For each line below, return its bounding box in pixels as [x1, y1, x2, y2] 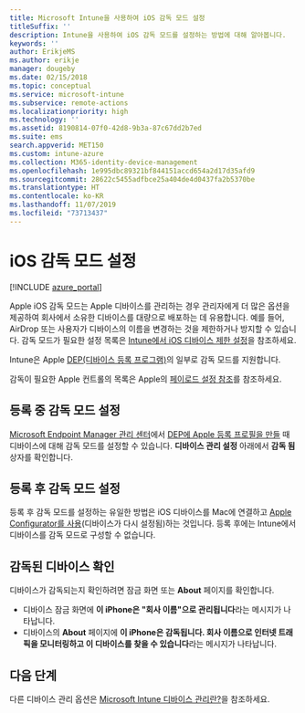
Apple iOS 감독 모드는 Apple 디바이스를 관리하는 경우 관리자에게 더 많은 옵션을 [9, 300, 290, 311]
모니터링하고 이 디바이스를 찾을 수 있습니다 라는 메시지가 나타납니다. [39, 638, 277, 649]
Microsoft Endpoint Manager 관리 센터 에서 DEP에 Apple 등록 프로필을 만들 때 [9, 428, 290, 439]
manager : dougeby [9, 65, 76, 74]
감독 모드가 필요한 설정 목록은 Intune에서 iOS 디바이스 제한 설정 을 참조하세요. [21, 334, 297, 345]
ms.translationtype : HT [9, 183, 100, 193]
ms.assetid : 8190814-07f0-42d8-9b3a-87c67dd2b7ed [9, 124, 203, 133]
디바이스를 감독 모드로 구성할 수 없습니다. [9, 530, 156, 540]
